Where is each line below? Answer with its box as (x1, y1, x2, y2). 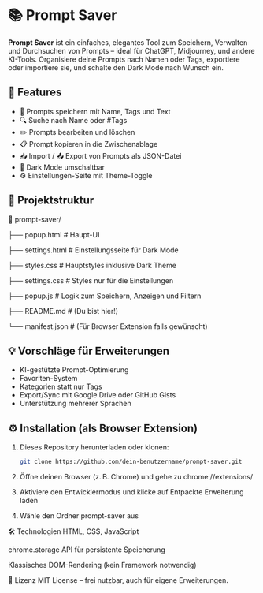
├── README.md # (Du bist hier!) (8, 306, 119, 315)
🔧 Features (8, 86, 62, 99)
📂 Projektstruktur (8, 194, 94, 207)
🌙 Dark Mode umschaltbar (19, 162, 105, 172)
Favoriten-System (19, 374, 78, 383)
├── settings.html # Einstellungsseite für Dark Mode (8, 245, 179, 255)
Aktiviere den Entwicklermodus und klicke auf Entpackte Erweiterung (19, 487, 244, 497)
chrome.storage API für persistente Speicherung (8, 545, 165, 554)
